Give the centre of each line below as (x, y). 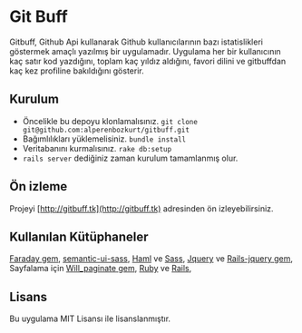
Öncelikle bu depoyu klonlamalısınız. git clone (110, 121)
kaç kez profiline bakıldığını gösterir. (77, 71)
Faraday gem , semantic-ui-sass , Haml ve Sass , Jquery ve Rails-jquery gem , (151, 259)
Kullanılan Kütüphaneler (79, 236)
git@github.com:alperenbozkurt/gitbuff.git (106, 130)
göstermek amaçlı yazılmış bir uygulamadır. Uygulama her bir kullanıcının (145, 51)
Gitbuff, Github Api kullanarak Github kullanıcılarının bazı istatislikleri (136, 42)
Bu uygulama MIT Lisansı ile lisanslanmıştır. (90, 318)
